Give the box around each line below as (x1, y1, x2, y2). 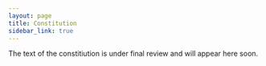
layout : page (8, 11, 52, 20)
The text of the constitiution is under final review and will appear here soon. (8, 49, 259, 59)
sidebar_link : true (8, 27, 74, 35)
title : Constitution (8, 19, 78, 27)
